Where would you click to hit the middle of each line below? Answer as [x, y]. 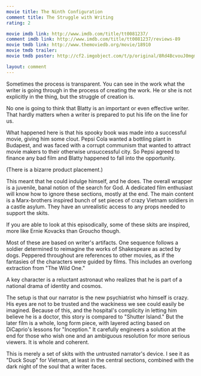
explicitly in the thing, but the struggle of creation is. [70, 96]
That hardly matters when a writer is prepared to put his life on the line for [97, 114]
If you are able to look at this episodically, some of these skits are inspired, [98, 225]
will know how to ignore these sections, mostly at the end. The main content [100, 194]
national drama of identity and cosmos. [54, 286]
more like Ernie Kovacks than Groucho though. [63, 231]
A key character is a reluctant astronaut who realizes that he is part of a [94, 280]
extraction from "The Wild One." [46, 268]
